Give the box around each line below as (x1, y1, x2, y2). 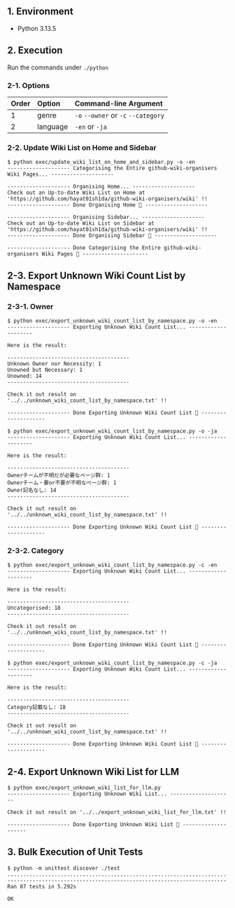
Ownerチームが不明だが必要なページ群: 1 (7, 472, 111, 479)
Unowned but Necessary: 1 (7, 366, 83, 373)
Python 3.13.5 (17, 24, 57, 32)
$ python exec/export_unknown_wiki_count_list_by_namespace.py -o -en (7, 317, 218, 324)
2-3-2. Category (7, 545, 64, 555)
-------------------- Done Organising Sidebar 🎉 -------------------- (7, 232, 218, 239)
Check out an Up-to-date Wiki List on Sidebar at (7, 220, 155, 227)
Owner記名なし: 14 (7, 487, 57, 494)
